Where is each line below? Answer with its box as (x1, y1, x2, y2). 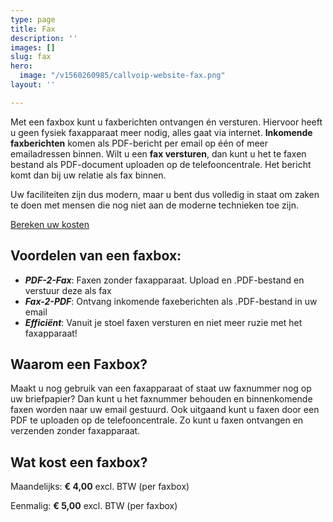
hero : (10, 61, 33, 71)
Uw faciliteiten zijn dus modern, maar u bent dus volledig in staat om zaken (10, 188, 320, 200)
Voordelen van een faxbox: (10, 247, 182, 265)
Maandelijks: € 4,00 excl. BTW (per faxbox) (10, 481, 190, 493)
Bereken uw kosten (10, 218, 90, 230)
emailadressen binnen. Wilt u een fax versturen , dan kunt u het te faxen (10, 147, 307, 160)
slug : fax (10, 52, 52, 62)
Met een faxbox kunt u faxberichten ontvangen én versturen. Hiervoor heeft (10, 116, 323, 128)
